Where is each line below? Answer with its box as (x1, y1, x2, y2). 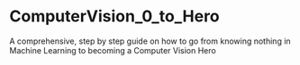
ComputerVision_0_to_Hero (9, 6, 220, 27)
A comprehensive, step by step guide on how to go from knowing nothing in (9, 36, 291, 46)
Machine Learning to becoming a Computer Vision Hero (9, 45, 216, 55)
